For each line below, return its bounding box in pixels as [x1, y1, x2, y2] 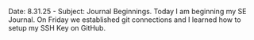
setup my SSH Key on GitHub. [8, 24, 106, 32]
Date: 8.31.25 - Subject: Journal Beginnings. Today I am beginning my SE [8, 7, 247, 16]
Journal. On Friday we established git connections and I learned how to [8, 15, 241, 24]
